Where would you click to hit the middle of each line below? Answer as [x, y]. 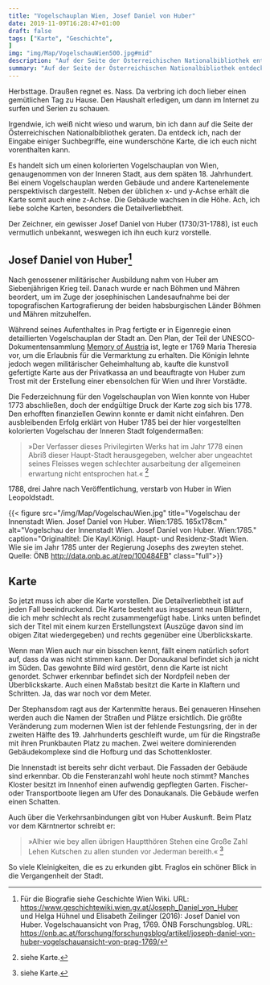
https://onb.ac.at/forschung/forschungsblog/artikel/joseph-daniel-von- [137, 933]
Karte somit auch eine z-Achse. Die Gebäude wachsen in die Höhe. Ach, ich [134, 199]
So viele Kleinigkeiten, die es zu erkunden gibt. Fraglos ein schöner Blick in [133, 867]
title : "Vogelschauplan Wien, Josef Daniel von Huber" [102, 16]
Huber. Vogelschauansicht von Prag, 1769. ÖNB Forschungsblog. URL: [136, 925]
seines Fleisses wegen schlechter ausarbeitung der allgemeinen [134, 463]
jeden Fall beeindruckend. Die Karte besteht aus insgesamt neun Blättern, [130, 609]
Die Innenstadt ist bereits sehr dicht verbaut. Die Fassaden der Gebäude [128, 767]
